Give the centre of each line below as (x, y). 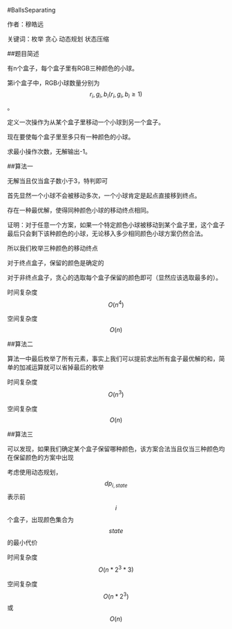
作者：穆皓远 (25, 24)
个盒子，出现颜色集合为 (40, 519)
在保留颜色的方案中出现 (40, 458)
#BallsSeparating (31, 10)
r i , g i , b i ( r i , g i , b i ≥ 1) (116, 95)
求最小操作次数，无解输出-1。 (49, 151)
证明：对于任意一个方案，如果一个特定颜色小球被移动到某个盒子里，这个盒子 (116, 224)
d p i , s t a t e (116, 484)
